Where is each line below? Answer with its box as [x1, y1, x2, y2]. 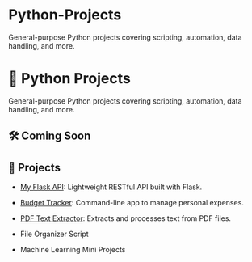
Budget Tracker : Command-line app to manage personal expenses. [19, 198, 245, 208]
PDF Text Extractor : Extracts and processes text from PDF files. [19, 213, 232, 223]
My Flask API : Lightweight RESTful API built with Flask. [19, 182, 203, 192]
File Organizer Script [19, 229, 89, 239]
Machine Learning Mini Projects [19, 245, 126, 255]
